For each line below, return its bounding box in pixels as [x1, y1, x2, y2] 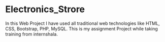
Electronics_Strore [5, 4, 85, 15]
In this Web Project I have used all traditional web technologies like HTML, [5, 20, 160, 26]
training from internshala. [5, 31, 58, 37]
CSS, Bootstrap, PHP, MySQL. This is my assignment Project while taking [5, 25, 158, 31]
